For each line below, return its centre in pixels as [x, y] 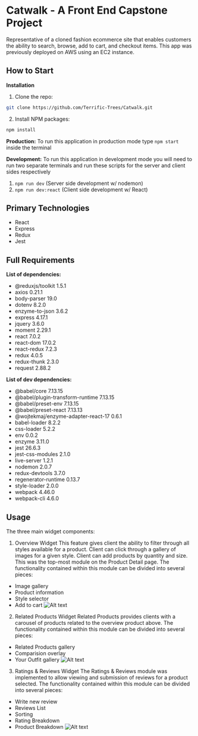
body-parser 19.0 [36, 298]
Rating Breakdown [37, 721]
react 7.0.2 [28, 336]
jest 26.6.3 [28, 448]
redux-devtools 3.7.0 [40, 473]
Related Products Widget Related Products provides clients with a [95, 617]
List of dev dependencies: [39, 380]
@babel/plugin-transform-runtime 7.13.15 [65, 397]
